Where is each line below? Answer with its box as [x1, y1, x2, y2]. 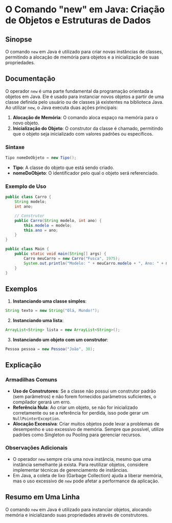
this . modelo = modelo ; [24, 222, 72, 228]
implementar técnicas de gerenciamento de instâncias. [12, 466, 129, 473]
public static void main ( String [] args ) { [14, 251, 106, 256]
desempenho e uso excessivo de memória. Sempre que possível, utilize [12, 426, 164, 432]
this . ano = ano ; [24, 228, 58, 233]
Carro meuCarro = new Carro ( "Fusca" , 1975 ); [24, 256, 120, 261]
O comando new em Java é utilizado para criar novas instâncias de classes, [5, 49, 163, 54]
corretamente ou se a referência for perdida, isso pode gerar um [12, 409, 149, 416]
